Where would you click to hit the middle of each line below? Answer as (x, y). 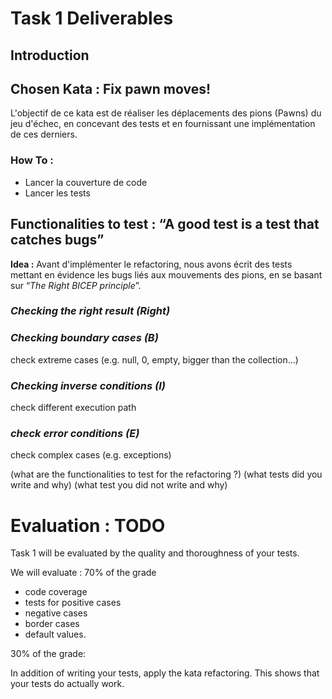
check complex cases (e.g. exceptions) (91, 455)
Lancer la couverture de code (86, 182)
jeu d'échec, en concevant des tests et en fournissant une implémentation (163, 124)
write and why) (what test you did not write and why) (119, 485)
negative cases (56, 613)
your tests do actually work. (67, 684)
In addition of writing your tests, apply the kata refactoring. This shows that (165, 673)
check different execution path (73, 408)
